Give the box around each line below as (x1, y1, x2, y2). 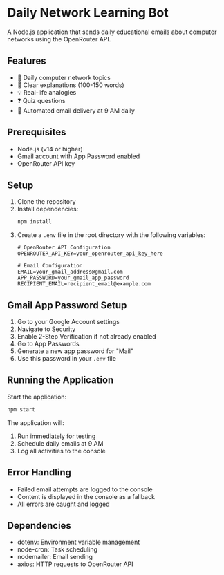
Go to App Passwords (17, 340, 80, 348)
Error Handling (7, 466, 71, 478)
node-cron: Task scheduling (17, 545, 98, 554)
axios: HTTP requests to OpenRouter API (17, 560, 133, 568)
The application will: (7, 418, 64, 426)
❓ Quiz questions (17, 96, 66, 104)
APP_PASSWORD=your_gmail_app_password (17, 274, 129, 281)
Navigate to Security (17, 325, 76, 333)
